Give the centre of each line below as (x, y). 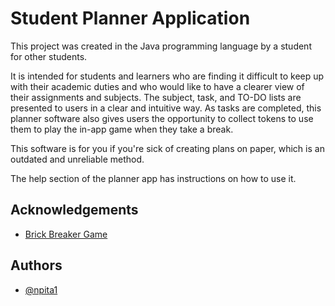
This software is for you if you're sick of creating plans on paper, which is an (167, 148)
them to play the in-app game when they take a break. (122, 129)
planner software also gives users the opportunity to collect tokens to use (162, 118)
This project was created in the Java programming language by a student (161, 46)
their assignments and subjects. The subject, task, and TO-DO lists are (156, 97)
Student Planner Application (130, 18)
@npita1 (41, 289)
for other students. (49, 56)
